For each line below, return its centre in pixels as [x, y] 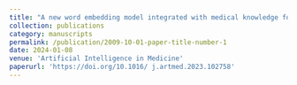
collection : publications [57, 26]
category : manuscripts [51, 34]
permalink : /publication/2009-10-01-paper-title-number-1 [118, 42]
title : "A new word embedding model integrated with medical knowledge [144, 17]
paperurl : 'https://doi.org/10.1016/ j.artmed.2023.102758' [122, 67]
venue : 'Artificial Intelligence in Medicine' [96, 58]
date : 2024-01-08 [41, 50]
